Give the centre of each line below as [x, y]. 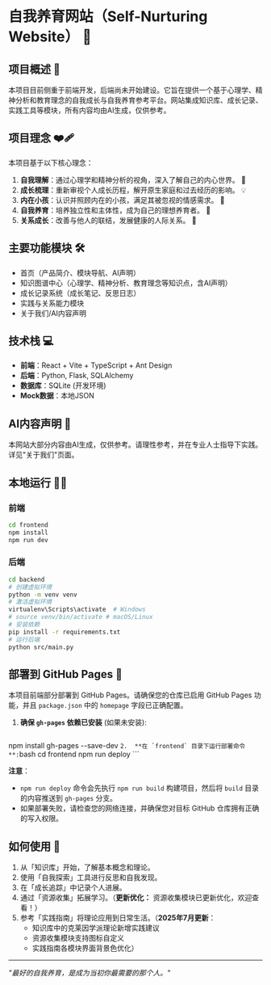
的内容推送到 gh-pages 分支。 [68, 798]
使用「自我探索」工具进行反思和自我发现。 [91, 878]
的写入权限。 [41, 819]
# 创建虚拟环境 [30, 587]
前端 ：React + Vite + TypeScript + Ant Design [96, 365]
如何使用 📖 [34, 846]
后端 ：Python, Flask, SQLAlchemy [77, 376]
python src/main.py [41, 647]
